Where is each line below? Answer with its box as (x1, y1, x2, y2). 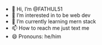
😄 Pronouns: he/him (11, 33, 61, 40)
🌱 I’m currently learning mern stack (11, 18, 96, 25)
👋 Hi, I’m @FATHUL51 (11, 6, 63, 12)
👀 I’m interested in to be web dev (11, 12, 91, 19)
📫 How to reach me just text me (11, 25, 90, 32)
